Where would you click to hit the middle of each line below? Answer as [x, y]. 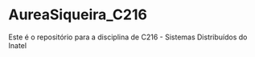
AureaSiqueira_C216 [78, 15]
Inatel [17, 45]
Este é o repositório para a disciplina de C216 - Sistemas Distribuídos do [128, 37]
